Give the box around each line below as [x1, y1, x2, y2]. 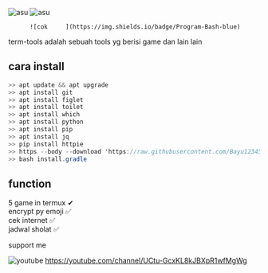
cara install [8, 60, 65, 73]
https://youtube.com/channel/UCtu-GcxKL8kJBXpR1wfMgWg [45, 255, 247, 266]
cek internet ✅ [8, 216, 56, 225]
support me [8, 240, 46, 250]
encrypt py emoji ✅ [8, 207, 72, 216]
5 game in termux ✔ [8, 198, 74, 208]
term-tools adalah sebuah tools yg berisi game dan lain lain [8, 37, 203, 46]
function [8, 177, 52, 190]
